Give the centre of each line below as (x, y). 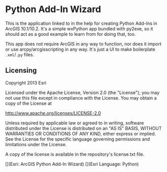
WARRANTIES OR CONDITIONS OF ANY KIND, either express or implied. (80, 134)
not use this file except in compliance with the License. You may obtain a (81, 98)
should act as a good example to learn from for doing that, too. (71, 34)
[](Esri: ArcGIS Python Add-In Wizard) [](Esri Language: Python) (72, 164)
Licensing (21, 71)
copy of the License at (29, 103)
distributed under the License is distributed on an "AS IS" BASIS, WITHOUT (83, 128)
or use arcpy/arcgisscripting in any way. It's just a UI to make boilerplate (80, 49)
